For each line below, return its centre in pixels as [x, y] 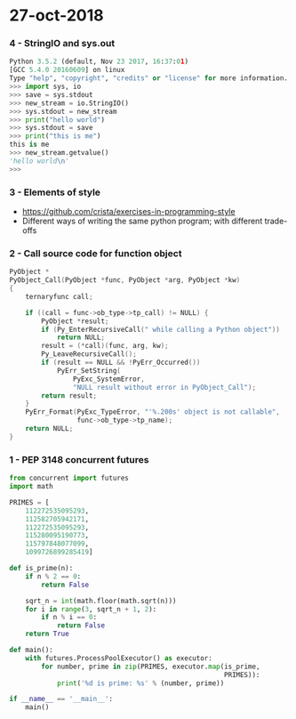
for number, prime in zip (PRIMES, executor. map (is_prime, [151, 666]
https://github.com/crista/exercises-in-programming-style [128, 212]
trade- [276, 221]
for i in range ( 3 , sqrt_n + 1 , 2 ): [91, 609]
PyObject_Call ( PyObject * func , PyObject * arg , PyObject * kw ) [125, 280]
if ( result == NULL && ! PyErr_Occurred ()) [121, 363]
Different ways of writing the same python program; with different [142, 221]
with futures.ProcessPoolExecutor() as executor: [119, 658]
